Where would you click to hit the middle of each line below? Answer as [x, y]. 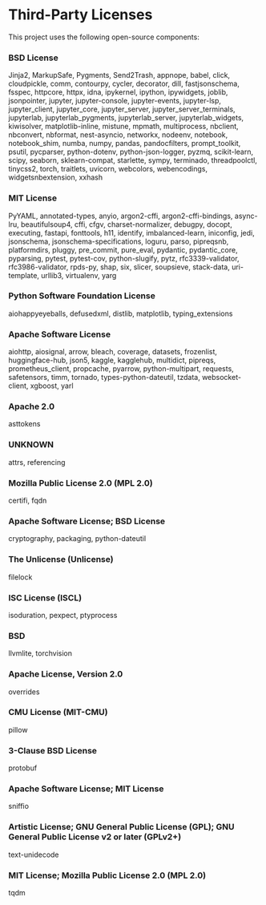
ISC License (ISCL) [45, 597]
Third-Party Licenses [81, 15]
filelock [20, 577]
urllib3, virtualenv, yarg [79, 275]
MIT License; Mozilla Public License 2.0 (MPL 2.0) [107, 875]
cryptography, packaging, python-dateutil [77, 539]
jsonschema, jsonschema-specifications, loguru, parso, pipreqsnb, [119, 241]
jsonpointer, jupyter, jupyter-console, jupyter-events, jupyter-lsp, [115, 101]
